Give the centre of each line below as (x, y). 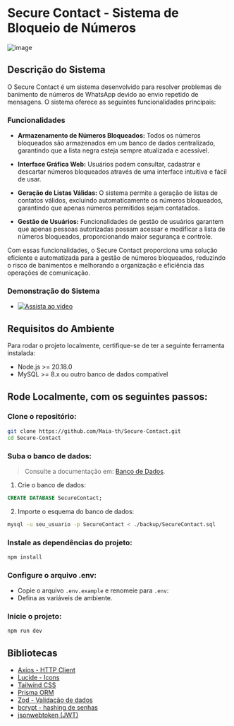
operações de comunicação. (49, 273)
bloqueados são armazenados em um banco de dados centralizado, (116, 143)
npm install (25, 557)
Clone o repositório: (42, 417)
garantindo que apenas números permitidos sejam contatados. (109, 208)
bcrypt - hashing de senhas (58, 708)
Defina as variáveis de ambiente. (65, 598)
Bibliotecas (32, 653)
